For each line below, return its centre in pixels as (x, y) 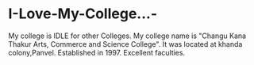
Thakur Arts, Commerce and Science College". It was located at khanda (125, 44)
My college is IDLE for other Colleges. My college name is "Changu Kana (127, 36)
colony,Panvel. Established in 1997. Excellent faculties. (96, 52)
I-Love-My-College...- (83, 14)
